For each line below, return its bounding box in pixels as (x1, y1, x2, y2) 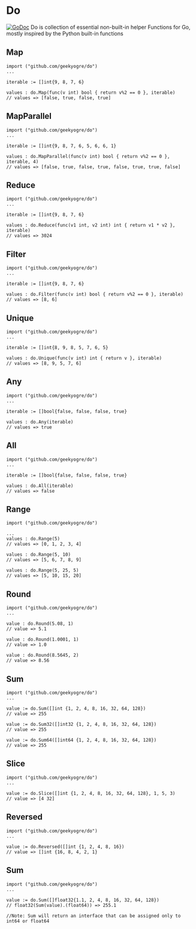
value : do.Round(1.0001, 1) (6, 636, 79, 643)
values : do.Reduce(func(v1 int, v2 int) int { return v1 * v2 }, (6, 222, 176, 228)
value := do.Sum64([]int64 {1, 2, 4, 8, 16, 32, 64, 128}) (6, 737, 157, 743)
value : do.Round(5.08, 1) (6, 621, 74, 627)
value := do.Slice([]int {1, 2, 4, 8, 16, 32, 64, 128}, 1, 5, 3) (6, 790, 176, 796)
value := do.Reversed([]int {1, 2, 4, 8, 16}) (6, 844, 125, 850)
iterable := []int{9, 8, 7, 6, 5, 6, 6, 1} (6, 142, 117, 149)
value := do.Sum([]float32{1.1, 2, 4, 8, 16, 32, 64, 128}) (6, 897, 160, 903)
